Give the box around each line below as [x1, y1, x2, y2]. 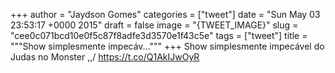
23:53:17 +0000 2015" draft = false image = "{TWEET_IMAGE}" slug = [10, 19, 299, 31]
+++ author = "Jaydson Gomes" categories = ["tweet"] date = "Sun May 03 [10, 9, 321, 20]
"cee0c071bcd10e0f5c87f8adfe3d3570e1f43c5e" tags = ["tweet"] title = [10, 30, 308, 41]
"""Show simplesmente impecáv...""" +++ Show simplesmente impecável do [10, 40, 325, 52]
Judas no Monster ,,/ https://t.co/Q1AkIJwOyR [10, 51, 200, 63]
